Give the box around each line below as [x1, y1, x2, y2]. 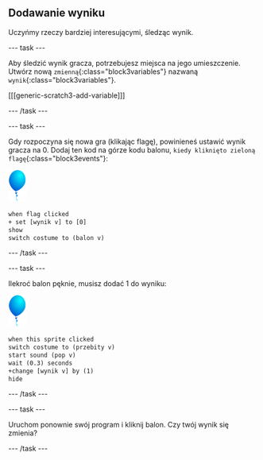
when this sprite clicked [8, 335, 94, 343]
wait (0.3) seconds [8, 359, 73, 367]
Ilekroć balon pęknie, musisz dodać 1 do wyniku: [8, 278, 167, 288]
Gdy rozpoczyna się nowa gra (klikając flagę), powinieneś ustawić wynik [8, 137, 246, 146]
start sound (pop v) [8, 351, 77, 359]
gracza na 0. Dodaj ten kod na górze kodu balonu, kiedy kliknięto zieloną [8, 145, 256, 154]
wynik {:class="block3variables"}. [8, 75, 117, 84]
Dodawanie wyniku [8, 6, 106, 20]
